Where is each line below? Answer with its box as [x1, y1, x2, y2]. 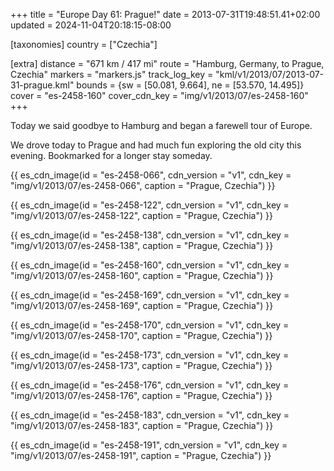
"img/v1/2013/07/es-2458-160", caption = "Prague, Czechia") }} [10, 270, 274, 281]
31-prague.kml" [10, 79, 75, 91]
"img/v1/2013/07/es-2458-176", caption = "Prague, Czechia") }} [10, 390, 273, 401]
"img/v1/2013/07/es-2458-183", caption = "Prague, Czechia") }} [10, 420, 274, 431]
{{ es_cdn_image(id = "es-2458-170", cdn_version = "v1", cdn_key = [10, 319, 290, 331]
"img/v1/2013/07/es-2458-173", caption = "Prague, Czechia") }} [10, 360, 273, 371]
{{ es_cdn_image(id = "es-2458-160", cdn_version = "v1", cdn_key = [10, 259, 290, 271]
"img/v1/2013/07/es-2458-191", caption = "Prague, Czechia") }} [10, 450, 272, 461]
